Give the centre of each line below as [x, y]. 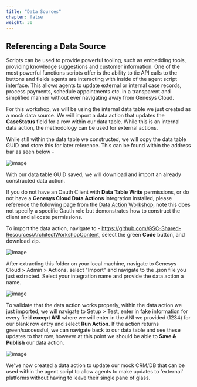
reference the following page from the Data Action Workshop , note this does [98, 205]
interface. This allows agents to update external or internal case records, [94, 85]
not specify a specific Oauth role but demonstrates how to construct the [93, 211]
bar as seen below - [30, 152]
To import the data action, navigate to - [53, 228]
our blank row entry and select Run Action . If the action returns [83, 324]
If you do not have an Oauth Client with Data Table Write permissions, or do [98, 192]
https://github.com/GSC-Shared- [141, 228]
